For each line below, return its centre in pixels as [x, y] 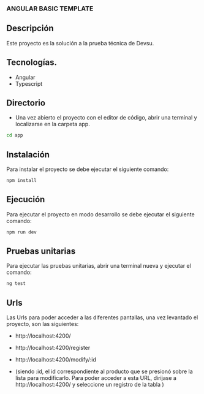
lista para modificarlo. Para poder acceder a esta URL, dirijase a [96, 378]
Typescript [29, 83]
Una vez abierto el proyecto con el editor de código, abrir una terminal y [106, 118]
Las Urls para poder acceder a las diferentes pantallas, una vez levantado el [102, 317]
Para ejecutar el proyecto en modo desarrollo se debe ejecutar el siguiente [100, 214]
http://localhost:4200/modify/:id [55, 360]
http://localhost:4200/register [53, 348]
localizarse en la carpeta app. [52, 124]
